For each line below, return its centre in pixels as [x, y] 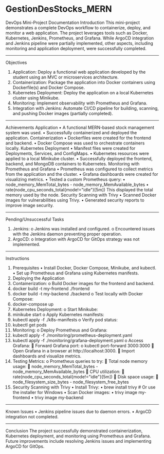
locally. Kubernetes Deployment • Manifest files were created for [71, 148]
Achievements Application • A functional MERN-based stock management [80, 127]
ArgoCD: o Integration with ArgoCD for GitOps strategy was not [76, 239]
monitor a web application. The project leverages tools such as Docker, [77, 33]
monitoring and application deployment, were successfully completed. [76, 48]
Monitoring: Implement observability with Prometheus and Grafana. [80, 103]
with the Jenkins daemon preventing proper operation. [67, 234]
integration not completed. [32, 416]
